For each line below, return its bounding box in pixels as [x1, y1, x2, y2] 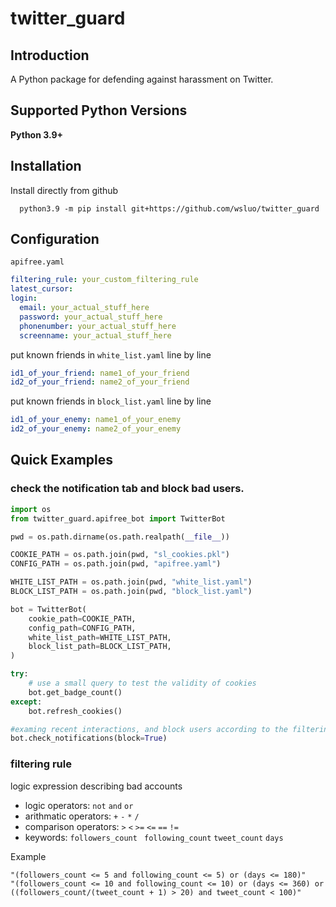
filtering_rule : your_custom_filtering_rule [10, 275, 199, 285]
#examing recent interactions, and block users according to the [10, 724, 288, 734]
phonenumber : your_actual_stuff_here [19, 321, 177, 331]
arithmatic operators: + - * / [24, 810, 140, 822]
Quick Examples [10, 452, 114, 469]
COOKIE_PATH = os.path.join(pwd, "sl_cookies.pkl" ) [10, 550, 230, 560]
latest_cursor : [10, 284, 74, 294]
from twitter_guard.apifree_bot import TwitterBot [10, 513, 226, 524]
